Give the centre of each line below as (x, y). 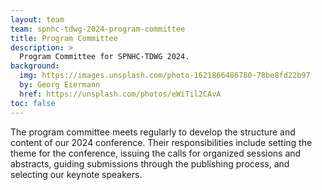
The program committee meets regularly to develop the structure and (153, 132)
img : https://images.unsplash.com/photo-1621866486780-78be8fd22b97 (165, 76)
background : (35, 66)
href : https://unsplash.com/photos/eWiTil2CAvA (120, 94)
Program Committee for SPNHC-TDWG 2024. (104, 57)
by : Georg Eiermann (60, 85)
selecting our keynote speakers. (76, 174)
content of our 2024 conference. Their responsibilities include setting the (161, 142)
